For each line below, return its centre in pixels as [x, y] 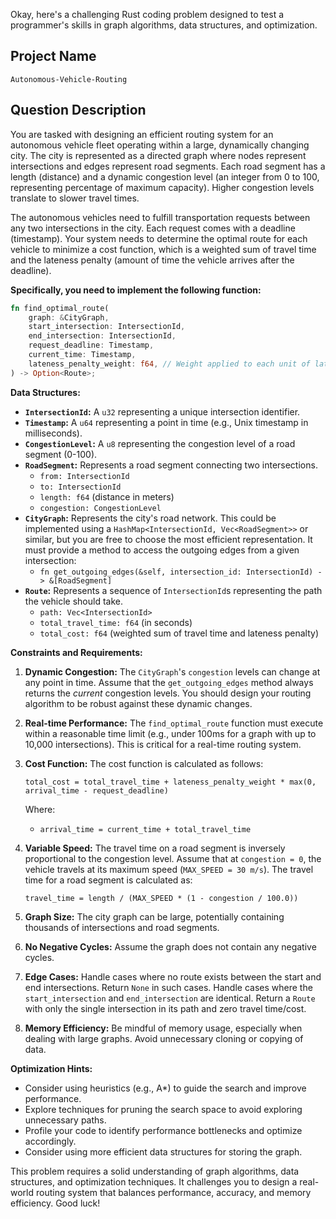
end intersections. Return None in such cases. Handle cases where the [168, 987]
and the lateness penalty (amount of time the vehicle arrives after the [152, 260]
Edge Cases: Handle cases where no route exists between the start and [173, 976]
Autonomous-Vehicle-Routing [69, 79]
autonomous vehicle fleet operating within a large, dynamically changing [160, 145]
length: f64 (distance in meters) [107, 496]
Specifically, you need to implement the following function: [136, 290]
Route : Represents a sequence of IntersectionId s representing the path [173, 590]
